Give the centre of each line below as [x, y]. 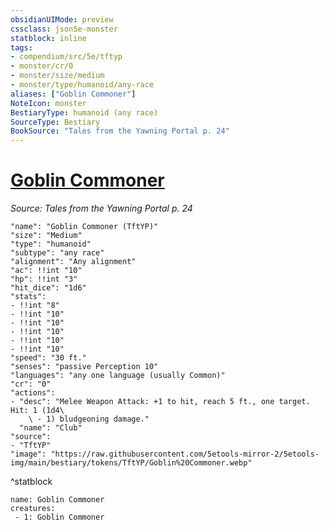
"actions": [33, 393]
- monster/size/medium [57, 76]
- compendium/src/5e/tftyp [66, 57]
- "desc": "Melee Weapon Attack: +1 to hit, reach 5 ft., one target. [160, 402]
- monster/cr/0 [42, 66]
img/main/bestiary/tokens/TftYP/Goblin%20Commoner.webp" [131, 463]
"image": [28, 454]
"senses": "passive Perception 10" [84, 367]
